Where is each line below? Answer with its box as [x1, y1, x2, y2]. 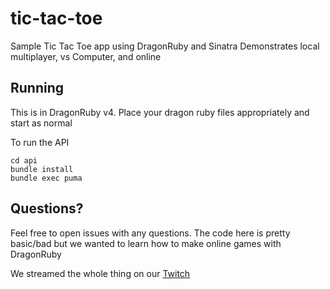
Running [10, 80, 65, 97]
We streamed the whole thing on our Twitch [10, 267, 191, 279]
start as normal [10, 117, 73, 129]
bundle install [10, 164, 74, 174]
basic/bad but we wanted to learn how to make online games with [10, 237, 282, 249]
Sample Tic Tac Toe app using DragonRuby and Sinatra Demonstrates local [10, 40, 320, 52]
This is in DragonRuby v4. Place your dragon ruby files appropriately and [10, 106, 310, 118]
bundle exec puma [10, 173, 83, 183]
